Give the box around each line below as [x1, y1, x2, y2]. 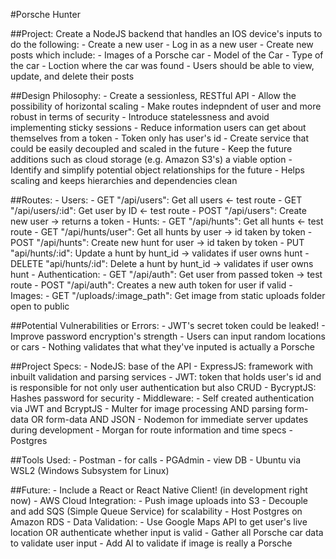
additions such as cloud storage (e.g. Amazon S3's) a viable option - [10, 154, 293, 165]
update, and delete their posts [10, 70, 135, 82]
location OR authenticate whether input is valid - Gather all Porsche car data [10, 527, 324, 538]
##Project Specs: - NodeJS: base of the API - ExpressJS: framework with [10, 360, 313, 372]
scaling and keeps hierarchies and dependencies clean [10, 175, 238, 186]
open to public [10, 300, 70, 312]
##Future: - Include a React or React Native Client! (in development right [10, 484, 308, 496]
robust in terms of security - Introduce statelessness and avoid [10, 111, 270, 123]
